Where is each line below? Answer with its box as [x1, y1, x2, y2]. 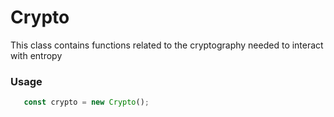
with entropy [10, 49, 63, 61]
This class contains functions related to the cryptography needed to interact [10, 39, 324, 51]
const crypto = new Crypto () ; [23, 97, 150, 108]
